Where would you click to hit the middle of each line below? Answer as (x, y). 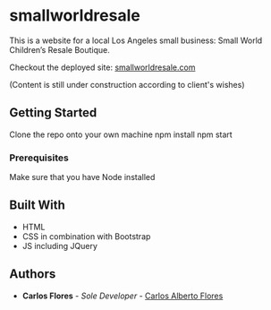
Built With (37, 206)
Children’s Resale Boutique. (59, 49)
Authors (33, 274)
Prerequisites (39, 158)
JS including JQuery (60, 245)
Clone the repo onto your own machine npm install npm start (121, 134)
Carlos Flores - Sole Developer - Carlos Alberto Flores (123, 296)
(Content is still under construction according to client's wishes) (127, 84)
